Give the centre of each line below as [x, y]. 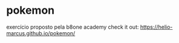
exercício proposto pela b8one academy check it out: [73, 27]
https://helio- [156, 27]
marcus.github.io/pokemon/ [41, 33]
